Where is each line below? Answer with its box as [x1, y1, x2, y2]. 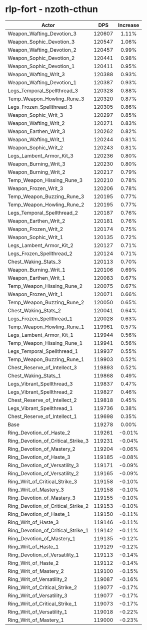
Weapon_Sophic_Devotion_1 [7, 63, 75, 70]
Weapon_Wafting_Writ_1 [7, 136, 65, 143]
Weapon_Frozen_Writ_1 [7, 291, 63, 298]
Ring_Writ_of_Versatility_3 [7, 592, 67, 599]
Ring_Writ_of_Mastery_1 [7, 616, 64, 623]
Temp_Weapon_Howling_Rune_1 [7, 323, 84, 330]
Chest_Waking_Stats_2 [7, 307, 61, 314]
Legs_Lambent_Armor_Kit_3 [7, 152, 74, 159]
